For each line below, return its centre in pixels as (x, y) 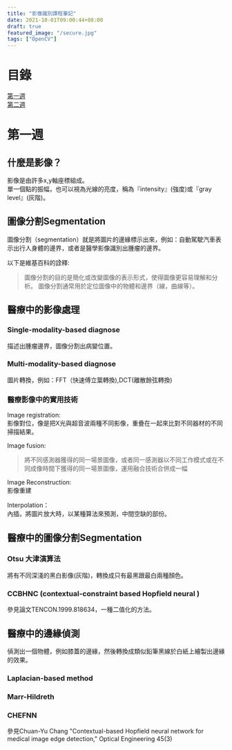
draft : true (24, 26)
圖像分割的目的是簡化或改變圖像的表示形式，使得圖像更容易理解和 (118, 277)
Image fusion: (27, 446)
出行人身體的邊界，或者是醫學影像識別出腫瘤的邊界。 (88, 248)
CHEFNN (22, 715)
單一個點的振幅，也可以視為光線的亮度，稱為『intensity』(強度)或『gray (109, 189)
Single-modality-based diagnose (64, 330)
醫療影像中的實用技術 (42, 399)
